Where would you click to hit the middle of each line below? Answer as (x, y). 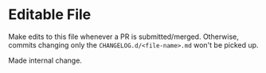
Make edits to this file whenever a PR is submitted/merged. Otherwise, (123, 36)
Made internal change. (45, 60)
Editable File (50, 15)
